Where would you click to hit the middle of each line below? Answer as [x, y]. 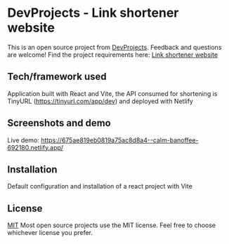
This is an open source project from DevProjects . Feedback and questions [115, 47]
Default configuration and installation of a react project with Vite [100, 187]
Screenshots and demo [59, 123]
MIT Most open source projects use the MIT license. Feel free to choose [112, 225]
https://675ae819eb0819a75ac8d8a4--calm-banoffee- [120, 140]
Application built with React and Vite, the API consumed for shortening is [112, 93]
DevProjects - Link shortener [93, 13]
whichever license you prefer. [50, 233]
